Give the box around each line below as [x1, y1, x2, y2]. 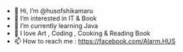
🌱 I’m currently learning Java [13, 22, 99, 30]
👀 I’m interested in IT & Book [13, 14, 97, 22]
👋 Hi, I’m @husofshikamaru [13, 7, 94, 15]
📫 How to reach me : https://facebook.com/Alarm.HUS [13, 37, 176, 45]
